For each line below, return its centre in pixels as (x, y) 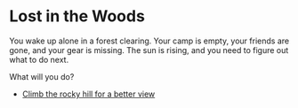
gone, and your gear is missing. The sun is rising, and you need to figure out (149, 50)
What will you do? (42, 76)
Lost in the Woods (77, 16)
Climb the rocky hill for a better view (89, 94)
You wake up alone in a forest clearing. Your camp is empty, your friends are (149, 41)
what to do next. (39, 59)
